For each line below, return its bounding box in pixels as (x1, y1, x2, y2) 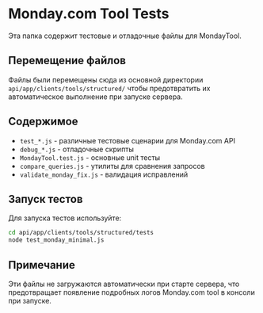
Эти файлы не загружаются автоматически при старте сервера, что (8, 279, 240, 288)
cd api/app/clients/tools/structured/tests (8, 229, 154, 237)
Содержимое (8, 115, 78, 128)
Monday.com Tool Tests (8, 5, 170, 23)
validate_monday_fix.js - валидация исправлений (19, 170, 189, 179)
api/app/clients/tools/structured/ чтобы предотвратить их (8, 83, 211, 93)
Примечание (8, 258, 75, 272)
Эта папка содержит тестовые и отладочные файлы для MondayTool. (8, 31, 242, 40)
